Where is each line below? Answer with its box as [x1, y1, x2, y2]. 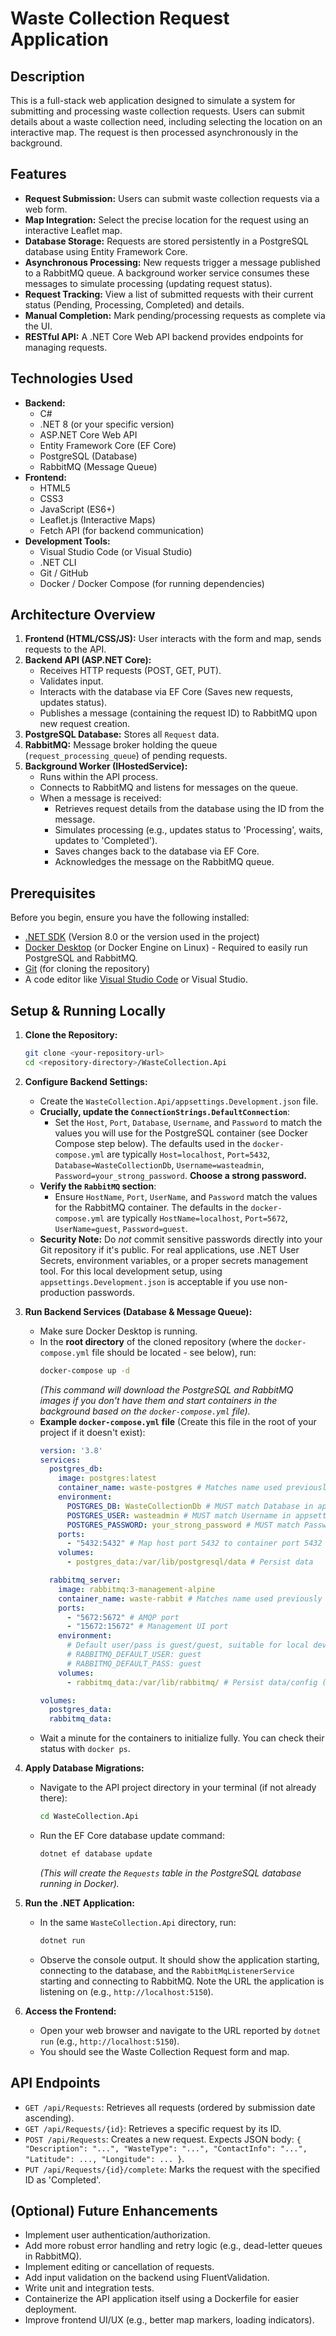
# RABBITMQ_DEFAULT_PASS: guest [66, 1658, 202, 1669]
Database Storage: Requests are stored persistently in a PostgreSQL [24, 235, 309, 247]
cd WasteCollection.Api [39, 1812, 140, 1822]
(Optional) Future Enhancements [10, 2203, 218, 2220]
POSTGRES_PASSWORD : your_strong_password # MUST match [66, 1520, 300, 1530]
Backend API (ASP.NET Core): [24, 654, 152, 666]
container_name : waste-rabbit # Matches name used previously [58, 1593, 323, 1604]
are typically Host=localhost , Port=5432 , [106, 1148, 271, 1160]
